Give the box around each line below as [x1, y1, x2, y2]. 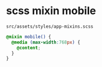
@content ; [17, 45, 41, 51]
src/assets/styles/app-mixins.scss [6, 24, 94, 29]
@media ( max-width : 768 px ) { [11, 39, 81, 45]
